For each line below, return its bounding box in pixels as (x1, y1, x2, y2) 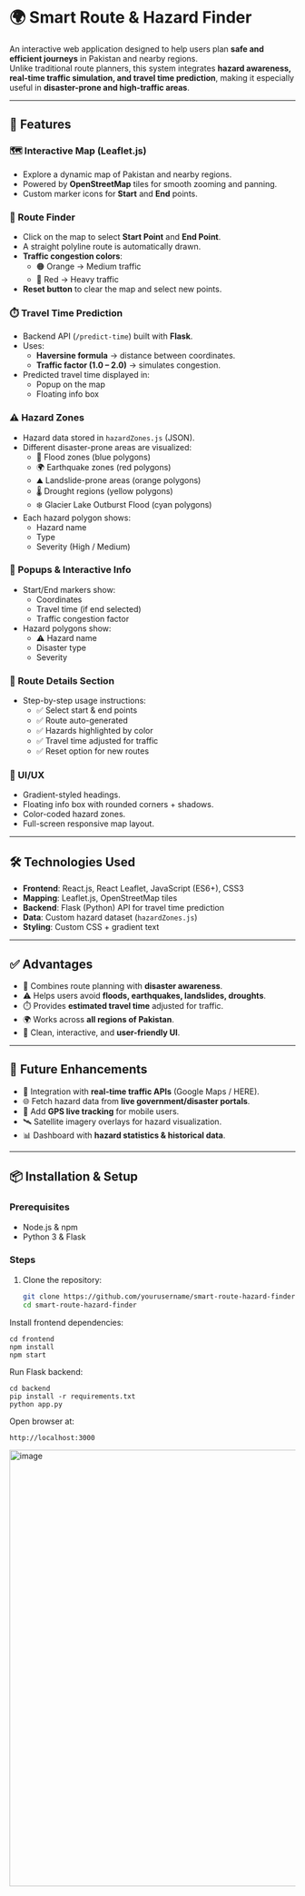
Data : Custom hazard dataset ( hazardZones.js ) (22, 912, 198, 923)
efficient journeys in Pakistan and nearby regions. (9, 53, 198, 64)
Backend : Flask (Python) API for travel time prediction (22, 903, 225, 913)
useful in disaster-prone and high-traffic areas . (9, 82, 191, 93)
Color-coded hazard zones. (22, 809, 126, 820)
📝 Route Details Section (9, 674, 115, 686)
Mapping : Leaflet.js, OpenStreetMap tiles (22, 893, 178, 904)
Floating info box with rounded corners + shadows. (22, 799, 214, 810)
